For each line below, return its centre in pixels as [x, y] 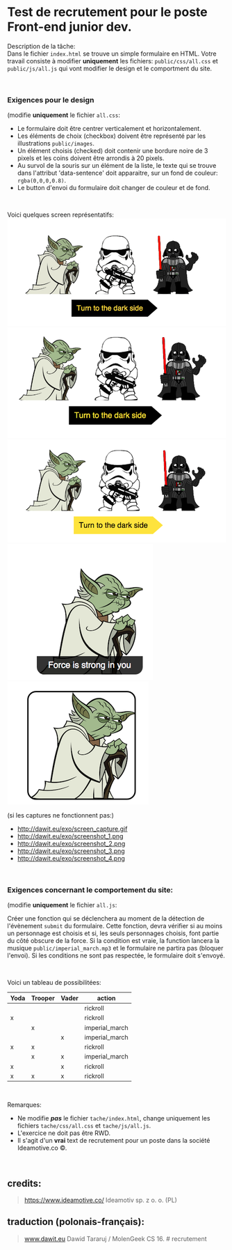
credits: [24, 1183]
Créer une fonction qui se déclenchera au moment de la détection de [106, 919]
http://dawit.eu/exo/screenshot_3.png [71, 851]
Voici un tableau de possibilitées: [55, 983]
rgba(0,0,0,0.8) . [42, 180]
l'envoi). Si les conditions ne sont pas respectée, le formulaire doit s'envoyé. [116, 955]
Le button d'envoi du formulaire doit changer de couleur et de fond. [114, 188]
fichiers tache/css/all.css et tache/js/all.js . [84, 1126]
